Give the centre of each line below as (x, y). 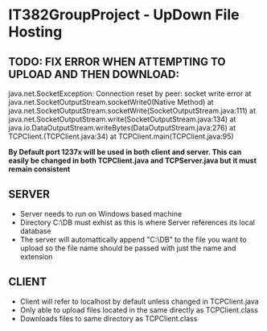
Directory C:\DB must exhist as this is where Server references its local (138, 222)
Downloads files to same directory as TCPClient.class (109, 318)
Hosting (35, 32)
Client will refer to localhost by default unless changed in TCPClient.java (139, 301)
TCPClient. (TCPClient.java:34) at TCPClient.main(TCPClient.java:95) (121, 136)
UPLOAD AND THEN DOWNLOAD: (94, 74)
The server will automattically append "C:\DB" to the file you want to (133, 239)
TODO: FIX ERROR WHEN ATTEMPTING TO (117, 62)
